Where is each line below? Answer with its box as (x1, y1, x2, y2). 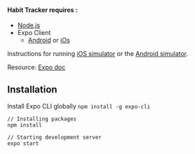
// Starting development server (7, 134, 102, 141)
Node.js (17, 21, 41, 29)
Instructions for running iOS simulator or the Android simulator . (7, 50, 189, 58)
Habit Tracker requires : (7, 6, 78, 14)
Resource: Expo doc (7, 63, 66, 71)
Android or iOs (27, 36, 70, 45)
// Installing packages (7, 115, 77, 122)
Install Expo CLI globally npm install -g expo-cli (7, 102, 151, 111)
